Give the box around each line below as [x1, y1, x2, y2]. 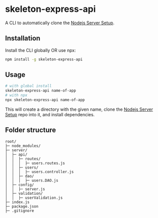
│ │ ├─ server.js [5, 186, 45, 191]
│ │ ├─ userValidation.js [5, 195, 63, 200]
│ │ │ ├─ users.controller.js [5, 169, 74, 174]
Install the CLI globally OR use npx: [5, 47, 76, 53]
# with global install [5, 84, 52, 88]
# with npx [5, 93, 28, 98]
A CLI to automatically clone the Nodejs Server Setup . [5, 20, 115, 26]
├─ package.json [5, 204, 39, 209]
